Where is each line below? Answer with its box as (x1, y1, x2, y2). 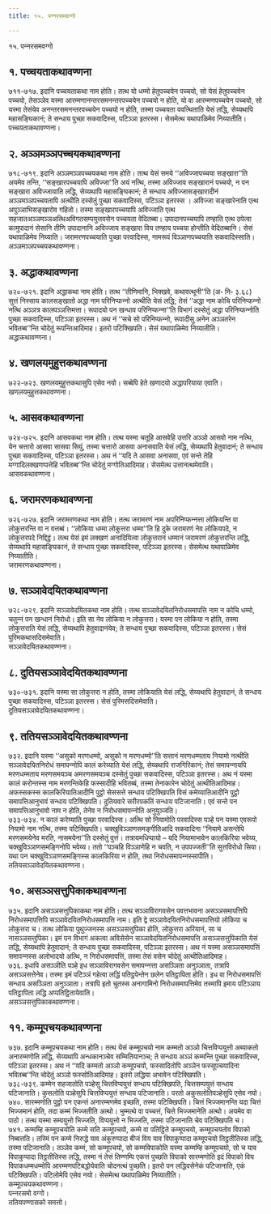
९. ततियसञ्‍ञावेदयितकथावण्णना (8, 730, 128, 743)
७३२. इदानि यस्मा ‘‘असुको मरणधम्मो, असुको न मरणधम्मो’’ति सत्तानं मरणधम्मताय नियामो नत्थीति (8, 751, 249, 760)
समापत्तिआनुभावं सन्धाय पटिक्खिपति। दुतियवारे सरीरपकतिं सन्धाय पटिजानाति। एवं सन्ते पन (8, 796, 237, 806)
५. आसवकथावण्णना (8, 411, 83, 425)
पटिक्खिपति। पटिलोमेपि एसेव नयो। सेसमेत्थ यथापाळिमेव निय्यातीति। (8, 1169, 181, 1179)
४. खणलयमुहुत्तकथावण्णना (8, 356, 108, 370)
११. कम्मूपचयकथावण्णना (8, 1021, 102, 1035)
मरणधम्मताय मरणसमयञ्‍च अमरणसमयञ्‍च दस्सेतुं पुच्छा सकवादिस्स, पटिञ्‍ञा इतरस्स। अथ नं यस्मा (8, 769, 252, 778)
